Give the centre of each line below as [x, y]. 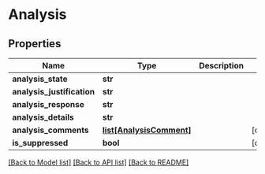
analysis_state [40, 79]
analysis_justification [54, 92]
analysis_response [49, 104]
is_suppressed [40, 143]
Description [221, 66]
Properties [35, 44]
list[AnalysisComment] [147, 130]
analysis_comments [50, 130]
